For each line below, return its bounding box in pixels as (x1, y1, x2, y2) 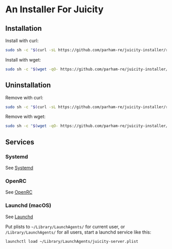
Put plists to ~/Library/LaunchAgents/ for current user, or (5, 223, 125, 230)
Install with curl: (5, 37, 39, 44)
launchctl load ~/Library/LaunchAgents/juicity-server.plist (5, 239, 139, 244)
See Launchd (5, 214, 33, 220)
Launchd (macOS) (5, 202, 52, 209)
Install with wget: (5, 56, 41, 63)
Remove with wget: (5, 114, 46, 120)
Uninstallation (5, 81, 51, 90)
